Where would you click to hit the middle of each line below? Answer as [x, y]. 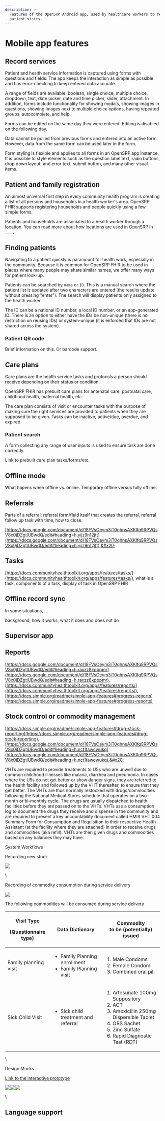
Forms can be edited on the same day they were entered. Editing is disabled [82, 124]
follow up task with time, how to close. [44, 520]
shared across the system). [33, 326]
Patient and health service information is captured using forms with [73, 73]
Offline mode [25, 475]
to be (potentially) [131, 929]
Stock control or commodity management [70, 717]
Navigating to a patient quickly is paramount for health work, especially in [79, 260]
